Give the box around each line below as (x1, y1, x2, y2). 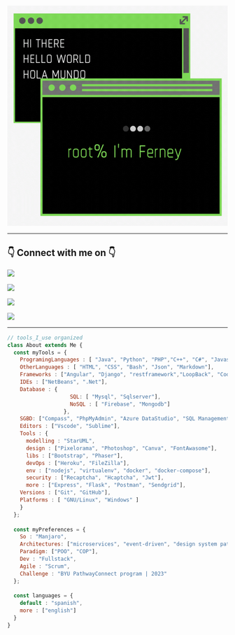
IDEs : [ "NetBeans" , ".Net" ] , (20, 378, 108, 386)
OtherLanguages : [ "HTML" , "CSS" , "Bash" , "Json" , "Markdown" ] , (20, 364, 215, 371)
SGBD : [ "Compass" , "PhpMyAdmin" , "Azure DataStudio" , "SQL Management (20, 415, 230, 422)
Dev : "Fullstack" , (20, 555, 77, 563)
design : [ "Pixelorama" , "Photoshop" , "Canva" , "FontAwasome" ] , (25, 445, 218, 452)
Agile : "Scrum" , (20, 562, 71, 570)
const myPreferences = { (13, 526, 86, 533)
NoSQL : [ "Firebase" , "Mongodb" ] (69, 401, 171, 408)
